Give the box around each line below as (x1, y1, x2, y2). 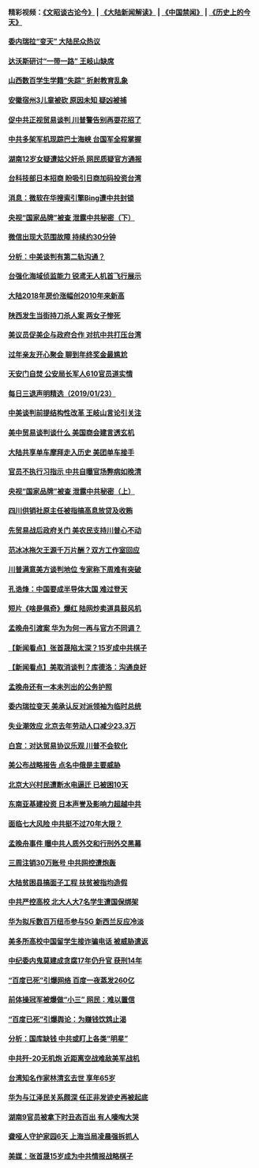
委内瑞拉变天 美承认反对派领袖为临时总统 (8, 702, 142, 711)
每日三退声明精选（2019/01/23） (8, 388, 116, 398)
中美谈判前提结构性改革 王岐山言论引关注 (8, 408, 142, 418)
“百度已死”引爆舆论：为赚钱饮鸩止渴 (8, 1014, 127, 1023)
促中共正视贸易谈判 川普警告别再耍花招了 (8, 115, 142, 124)
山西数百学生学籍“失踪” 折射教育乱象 (8, 76, 129, 85)
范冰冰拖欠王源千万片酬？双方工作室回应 (8, 545, 140, 555)
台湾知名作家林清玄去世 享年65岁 (8, 1073, 116, 1083)
